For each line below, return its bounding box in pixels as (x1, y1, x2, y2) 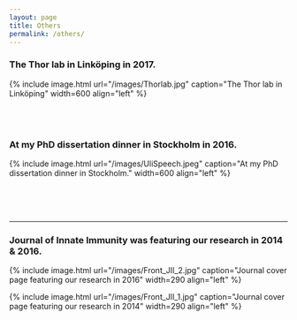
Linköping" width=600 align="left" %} (9, 88, 148, 98)
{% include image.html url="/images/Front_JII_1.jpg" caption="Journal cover (9, 292, 286, 302)
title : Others (9, 21, 62, 30)
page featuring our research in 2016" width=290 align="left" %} (9, 275, 242, 286)
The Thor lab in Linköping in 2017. (9, 58, 156, 71)
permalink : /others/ (9, 29, 86, 38)
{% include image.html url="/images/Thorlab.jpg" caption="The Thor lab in (9, 79, 283, 89)
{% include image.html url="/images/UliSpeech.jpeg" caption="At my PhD (9, 158, 278, 169)
